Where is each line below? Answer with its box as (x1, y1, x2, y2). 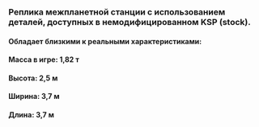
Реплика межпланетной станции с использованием (8, 6, 226, 18)
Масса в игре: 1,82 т (8, 55, 79, 64)
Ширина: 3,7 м (8, 92, 60, 101)
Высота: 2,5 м (8, 73, 58, 83)
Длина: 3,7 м (8, 109, 55, 119)
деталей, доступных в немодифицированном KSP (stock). (8, 16, 251, 27)
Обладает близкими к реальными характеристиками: (8, 36, 202, 46)
